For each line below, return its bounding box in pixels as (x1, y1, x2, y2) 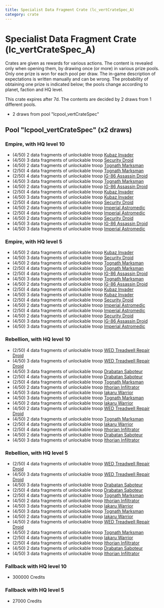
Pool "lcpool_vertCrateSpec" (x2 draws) (5, 125, 132, 134)
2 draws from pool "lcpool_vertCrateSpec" (12, 111, 99, 117)
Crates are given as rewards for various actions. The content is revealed (5, 60, 153, 66)
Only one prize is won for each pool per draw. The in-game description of (5, 71, 156, 77)
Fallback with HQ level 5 (5, 587, 65, 594)
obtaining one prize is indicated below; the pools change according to (5, 82, 148, 87)
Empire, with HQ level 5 (5, 238, 63, 245)
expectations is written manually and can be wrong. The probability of (5, 76, 149, 82)
